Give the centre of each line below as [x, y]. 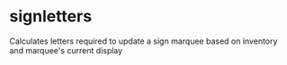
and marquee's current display [66, 50]
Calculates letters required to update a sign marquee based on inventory [143, 41]
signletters [51, 16]
